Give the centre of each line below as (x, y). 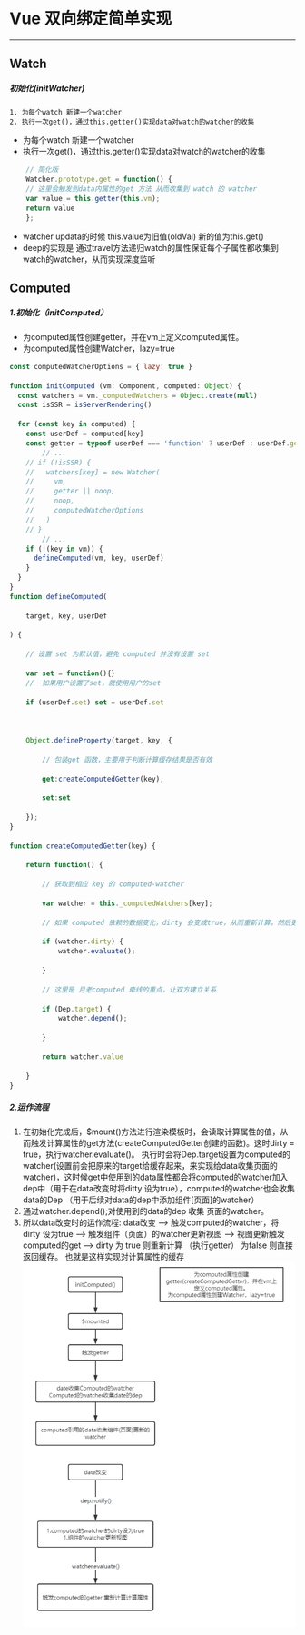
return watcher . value (83, 1057)
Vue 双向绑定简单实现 (91, 19)
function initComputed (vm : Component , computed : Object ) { (126, 386)
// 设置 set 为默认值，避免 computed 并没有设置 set (118, 654)
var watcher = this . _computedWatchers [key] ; (128, 903)
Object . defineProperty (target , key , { (99, 741)
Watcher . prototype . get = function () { (99, 179)
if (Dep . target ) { (77, 1009)
